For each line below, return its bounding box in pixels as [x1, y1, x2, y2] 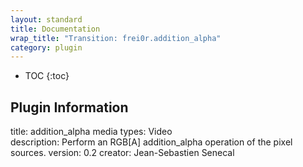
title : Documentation [10, 24, 101, 34]
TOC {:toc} [24, 70, 70, 82]
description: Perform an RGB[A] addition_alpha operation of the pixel [10, 136, 293, 148]
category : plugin [10, 42, 83, 53]
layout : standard [10, 14, 83, 25]
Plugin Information [10, 99, 129, 116]
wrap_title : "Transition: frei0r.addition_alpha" [10, 33, 222, 43]
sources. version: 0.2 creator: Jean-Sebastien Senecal [10, 147, 235, 159]
